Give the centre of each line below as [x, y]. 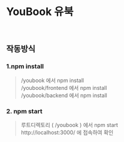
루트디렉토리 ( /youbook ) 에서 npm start [69, 125]
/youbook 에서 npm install [52, 80]
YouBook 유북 [40, 12]
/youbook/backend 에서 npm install [64, 95]
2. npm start [25, 111]
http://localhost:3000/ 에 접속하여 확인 [67, 132]
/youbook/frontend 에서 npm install [64, 87]
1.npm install [25, 67]
